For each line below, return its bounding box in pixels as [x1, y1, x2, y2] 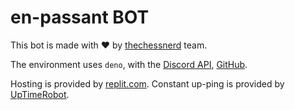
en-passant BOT [10, 6, 150, 29]
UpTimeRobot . [10, 88, 70, 100]
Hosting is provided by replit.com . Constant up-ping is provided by [10, 77, 285, 90]
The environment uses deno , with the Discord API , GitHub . [10, 58, 248, 70]
